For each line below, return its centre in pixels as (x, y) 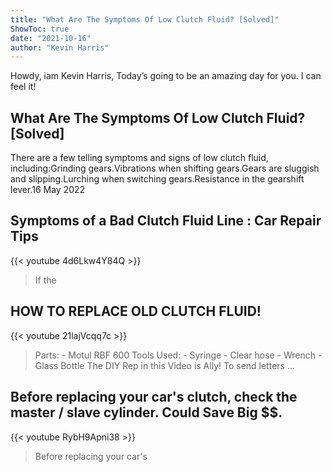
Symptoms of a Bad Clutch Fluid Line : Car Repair (166, 221)
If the (45, 280)
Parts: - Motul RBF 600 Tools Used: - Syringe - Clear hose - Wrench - (178, 355)
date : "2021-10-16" (51, 38)
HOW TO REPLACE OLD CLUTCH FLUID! (136, 311)
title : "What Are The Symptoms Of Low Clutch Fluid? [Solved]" (145, 19)
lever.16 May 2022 (48, 190)
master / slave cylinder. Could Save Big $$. (146, 412)
